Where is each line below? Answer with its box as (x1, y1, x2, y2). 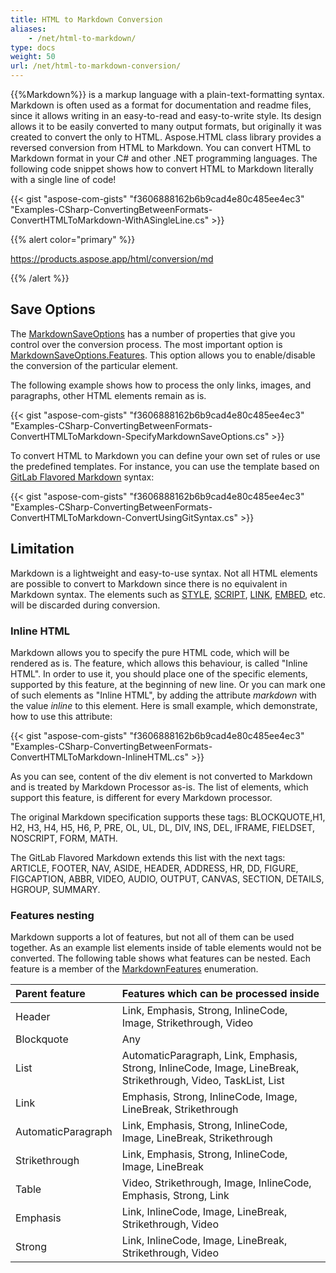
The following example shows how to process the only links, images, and (10, 379, 312, 391)
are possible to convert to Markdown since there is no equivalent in (10, 577, 288, 590)
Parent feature (15, 987, 86, 1001)
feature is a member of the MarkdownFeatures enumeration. (10, 963, 259, 975)
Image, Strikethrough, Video (121, 1016, 254, 1030)
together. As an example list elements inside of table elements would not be (10, 942, 322, 954)
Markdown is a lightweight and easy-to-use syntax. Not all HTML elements (10, 567, 318, 579)
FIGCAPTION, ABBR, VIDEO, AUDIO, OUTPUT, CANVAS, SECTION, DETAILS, (10, 872, 325, 885)
